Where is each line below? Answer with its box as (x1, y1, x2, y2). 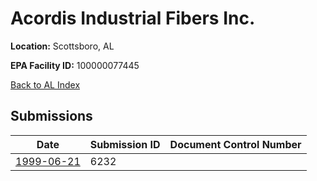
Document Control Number (169, 137, 302, 151)
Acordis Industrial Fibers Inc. (10, 7, 256, 30)
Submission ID (89, 137, 161, 151)
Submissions (10, 108, 93, 125)
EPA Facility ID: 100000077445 (10, 59, 140, 71)
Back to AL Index (10, 78, 81, 91)
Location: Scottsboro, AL (10, 40, 115, 52)
